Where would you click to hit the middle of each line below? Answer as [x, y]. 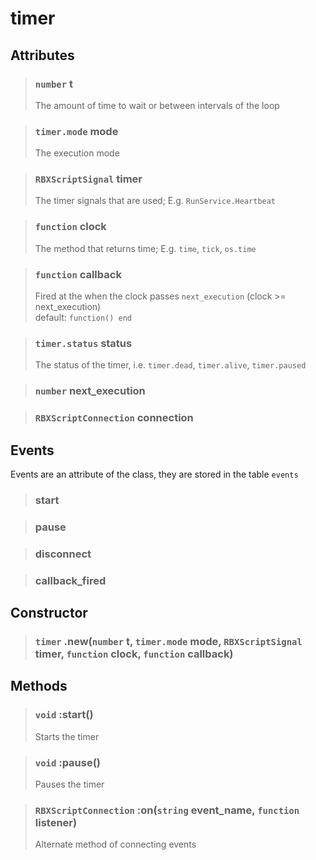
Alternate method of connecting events [115, 844]
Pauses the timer [69, 784]
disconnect [63, 554]
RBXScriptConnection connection [114, 418]
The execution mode [77, 153]
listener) [56, 822]
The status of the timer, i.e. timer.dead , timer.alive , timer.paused [170, 365]
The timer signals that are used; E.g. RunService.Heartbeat [155, 201]
